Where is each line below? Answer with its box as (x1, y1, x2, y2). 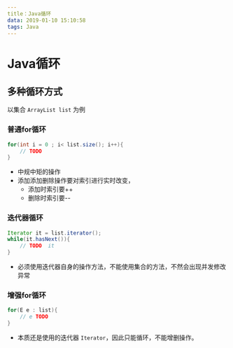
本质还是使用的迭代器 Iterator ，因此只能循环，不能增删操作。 (17, 333, 198, 342)
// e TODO (20, 313, 49, 321)
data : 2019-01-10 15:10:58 (7, 17, 86, 24)
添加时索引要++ (27, 185, 73, 193)
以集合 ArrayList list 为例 (7, 106, 86, 114)
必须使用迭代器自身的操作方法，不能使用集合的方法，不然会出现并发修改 (17, 263, 226, 271)
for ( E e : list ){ (7, 307, 58, 314)
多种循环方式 (7, 85, 63, 97)
